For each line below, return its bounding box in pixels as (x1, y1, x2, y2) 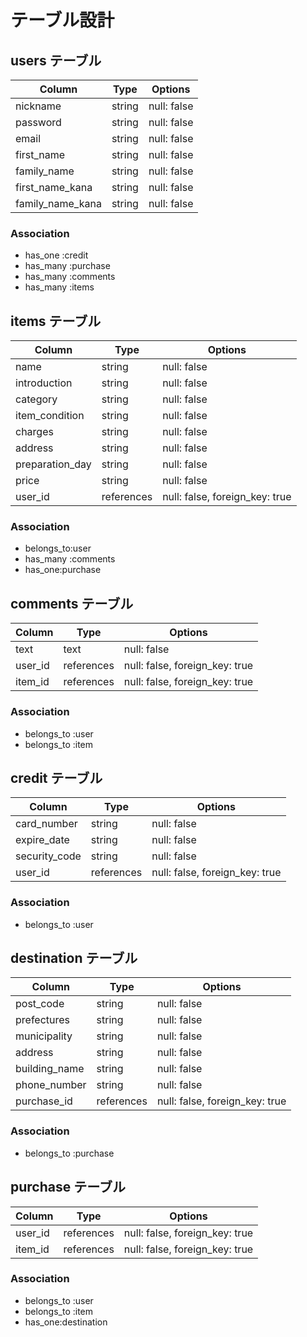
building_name (15, 1062, 85, 1076)
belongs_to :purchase (24, 1147, 115, 1159)
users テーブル (10, 52, 102, 69)
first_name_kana (15, 181, 93, 194)
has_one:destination (24, 1316, 108, 1328)
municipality (15, 1029, 73, 1043)
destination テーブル (10, 950, 138, 967)
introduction (15, 376, 73, 390)
